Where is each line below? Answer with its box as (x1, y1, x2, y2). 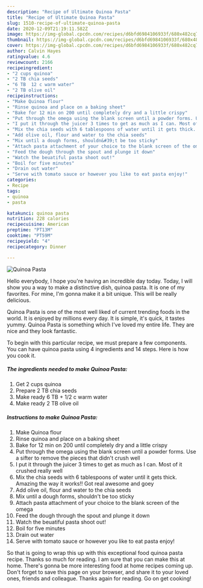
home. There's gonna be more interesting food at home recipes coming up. (7, 562, 193, 569)
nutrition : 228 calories (7, 216, 69, 222)
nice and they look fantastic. (7, 327, 77, 334)
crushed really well (15, 468, 63, 475)
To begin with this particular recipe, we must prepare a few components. (7, 339, 187, 346)
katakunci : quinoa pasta (7, 210, 69, 216)
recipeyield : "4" (7, 238, 51, 244)
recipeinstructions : (7, 93, 59, 99)
